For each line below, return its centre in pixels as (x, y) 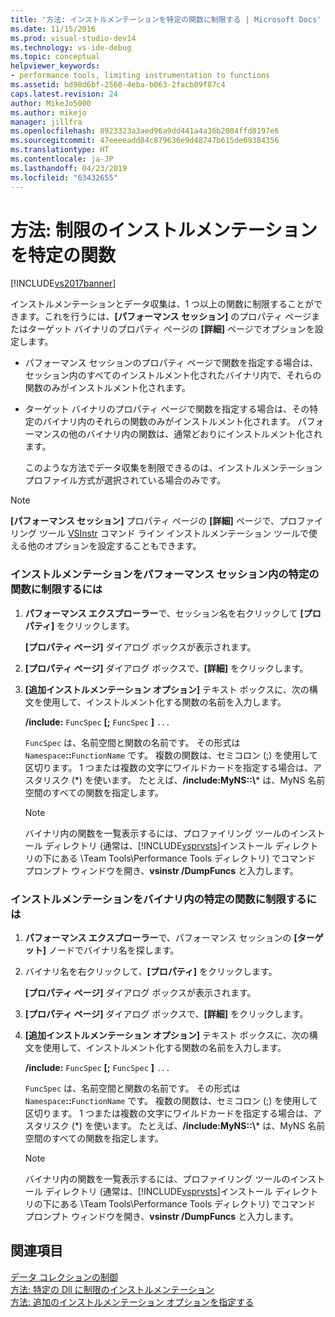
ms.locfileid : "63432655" (64, 177)
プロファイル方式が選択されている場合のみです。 (125, 480)
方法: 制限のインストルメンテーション (164, 230)
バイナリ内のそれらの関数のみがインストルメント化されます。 (169, 422)
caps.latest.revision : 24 (64, 94)
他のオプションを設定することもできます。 (114, 546)
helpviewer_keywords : (55, 66)
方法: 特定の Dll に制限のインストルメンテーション (112, 1289)
